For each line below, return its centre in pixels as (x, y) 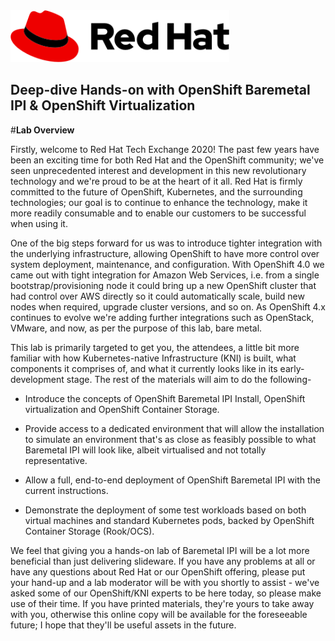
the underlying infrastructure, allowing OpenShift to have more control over (165, 253)
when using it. (39, 223)
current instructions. (66, 490)
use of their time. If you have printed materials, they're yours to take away (162, 603)
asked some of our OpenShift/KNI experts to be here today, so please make (166, 593)
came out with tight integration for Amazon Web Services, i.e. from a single (165, 275)
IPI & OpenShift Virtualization (103, 105)
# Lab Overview (42, 130)
